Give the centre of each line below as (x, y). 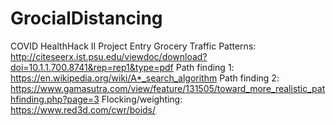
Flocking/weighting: (142, 99)
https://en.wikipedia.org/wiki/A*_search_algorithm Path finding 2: (145, 78)
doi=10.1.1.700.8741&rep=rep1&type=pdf (92, 67)
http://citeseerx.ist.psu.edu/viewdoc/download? (109, 56)
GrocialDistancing (86, 18)
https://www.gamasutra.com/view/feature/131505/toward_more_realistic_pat (168, 88)
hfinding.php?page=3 (55, 99)
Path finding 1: (205, 67)
